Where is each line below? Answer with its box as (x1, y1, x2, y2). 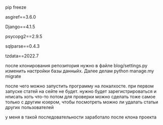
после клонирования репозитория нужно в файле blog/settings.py (5, 63, 148, 68)
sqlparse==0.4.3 (5, 43, 40, 49)
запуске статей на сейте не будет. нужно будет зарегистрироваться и (5, 88, 157, 94)
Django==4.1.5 (5, 24, 35, 30)
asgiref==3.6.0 (5, 14, 36, 20)
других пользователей (5, 104, 54, 110)
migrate (5, 73, 21, 79)
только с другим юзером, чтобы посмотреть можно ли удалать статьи (5, 99, 158, 105)
